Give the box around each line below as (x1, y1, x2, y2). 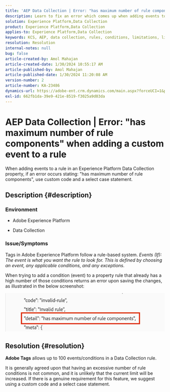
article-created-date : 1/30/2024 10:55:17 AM (5, 61, 103, 67)
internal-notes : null (5, 46, 51, 51)
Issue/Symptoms (5, 240, 48, 247)
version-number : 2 (5, 78, 44, 83)
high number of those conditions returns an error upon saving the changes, (5, 277, 162, 283)
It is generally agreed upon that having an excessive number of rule (5, 365, 146, 371)
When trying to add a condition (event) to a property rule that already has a (5, 272, 162, 278)
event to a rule (5, 149, 67, 160)
